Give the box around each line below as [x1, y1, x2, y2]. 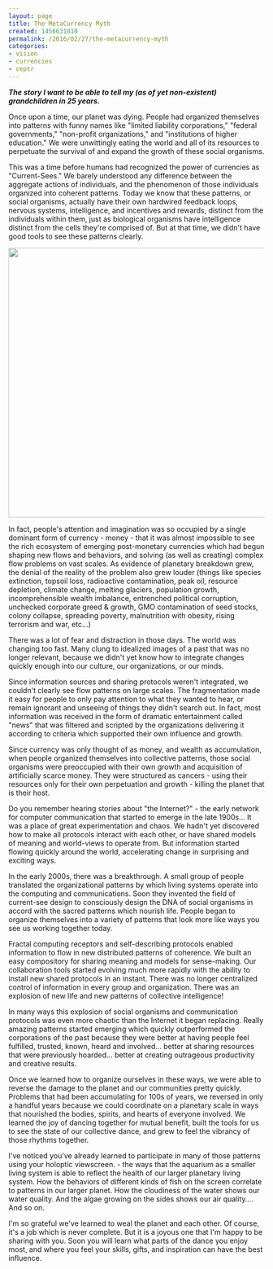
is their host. [8, 788, 50, 797]
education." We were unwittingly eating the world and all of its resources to [8, 138, 260, 147]
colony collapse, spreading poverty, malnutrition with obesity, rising [8, 610, 236, 620]
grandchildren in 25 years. [8, 95, 100, 106]
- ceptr [8, 65, 35, 73]
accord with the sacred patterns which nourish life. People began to [8, 906, 236, 916]
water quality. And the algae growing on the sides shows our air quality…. [8, 1194, 253, 1204]
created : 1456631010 [8, 27, 79, 35]
